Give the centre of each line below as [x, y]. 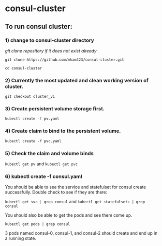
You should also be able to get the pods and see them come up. [68, 215]
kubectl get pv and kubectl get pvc [42, 164]
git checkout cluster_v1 [30, 97]
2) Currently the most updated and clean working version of [77, 80]
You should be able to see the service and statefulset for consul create [75, 187]
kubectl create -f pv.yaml [32, 119]
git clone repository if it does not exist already [51, 51]
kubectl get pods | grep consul [37, 224]
